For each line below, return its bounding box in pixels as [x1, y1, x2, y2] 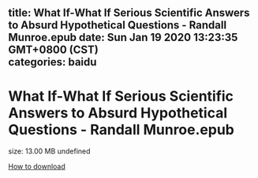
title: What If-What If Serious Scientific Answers [8, 6, 250, 20]
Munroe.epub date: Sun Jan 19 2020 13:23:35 [8, 31, 238, 44]
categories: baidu [8, 55, 97, 69]
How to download [8, 161, 65, 172]
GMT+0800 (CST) [8, 43, 99, 57]
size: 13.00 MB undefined [8, 146, 91, 156]
